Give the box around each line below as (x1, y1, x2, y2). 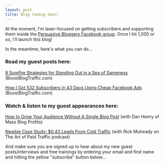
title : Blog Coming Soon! (5, 12, 59, 17)
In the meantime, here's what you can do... (5, 46, 93, 52)
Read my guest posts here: (5, 58, 71, 65)
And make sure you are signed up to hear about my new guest (5, 144, 133, 150)
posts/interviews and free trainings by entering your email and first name (5, 149, 155, 155)
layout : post (5, 7, 32, 12)
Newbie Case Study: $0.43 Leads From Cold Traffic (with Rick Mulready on (5, 129, 159, 135)
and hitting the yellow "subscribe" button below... (5, 154, 106, 160)
